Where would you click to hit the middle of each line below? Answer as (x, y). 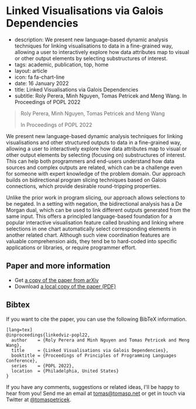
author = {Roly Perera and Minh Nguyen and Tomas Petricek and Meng (101, 340)
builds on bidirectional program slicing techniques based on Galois (86, 180)
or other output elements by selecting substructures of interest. (91, 58)
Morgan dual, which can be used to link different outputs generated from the (98, 210)
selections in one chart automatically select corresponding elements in (91, 229)
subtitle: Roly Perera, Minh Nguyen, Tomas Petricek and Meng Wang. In (101, 96)
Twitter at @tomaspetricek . (39, 399)
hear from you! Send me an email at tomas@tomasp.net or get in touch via (96, 393)
